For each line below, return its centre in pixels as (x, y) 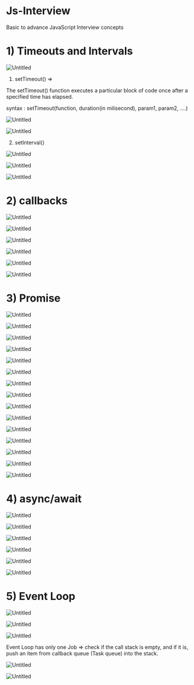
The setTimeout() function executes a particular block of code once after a (97, 90)
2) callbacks (37, 201)
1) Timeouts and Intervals (69, 51)
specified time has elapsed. (40, 96)
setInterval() (30, 142)
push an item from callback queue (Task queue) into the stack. (82, 653)
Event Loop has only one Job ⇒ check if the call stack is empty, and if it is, (97, 647)
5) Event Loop (41, 596)
